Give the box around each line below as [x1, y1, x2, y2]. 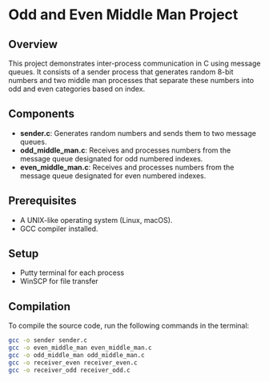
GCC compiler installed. [19, 224, 98, 233]
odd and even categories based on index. [8, 84, 146, 94]
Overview [8, 38, 58, 51]
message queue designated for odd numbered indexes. [19, 153, 203, 163]
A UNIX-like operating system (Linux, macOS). [19, 215, 173, 225]
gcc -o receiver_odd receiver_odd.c [8, 366, 130, 374]
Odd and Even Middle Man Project [8, 6, 239, 24]
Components [8, 107, 74, 121]
